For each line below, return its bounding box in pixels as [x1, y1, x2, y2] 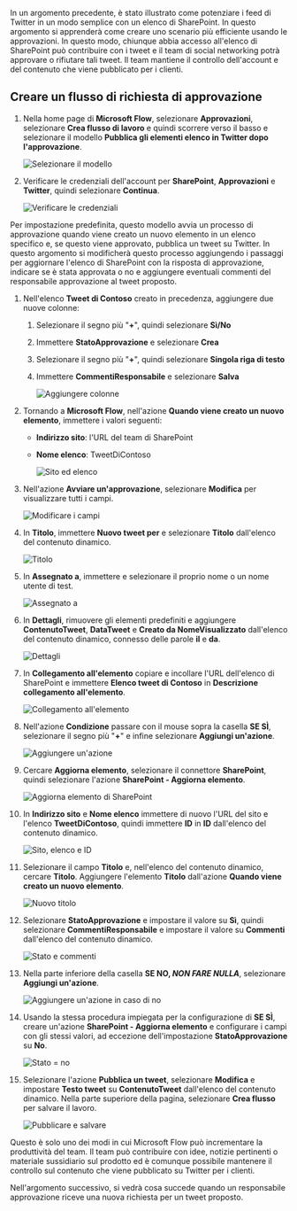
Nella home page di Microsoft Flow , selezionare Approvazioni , [22, 113, 254, 123]
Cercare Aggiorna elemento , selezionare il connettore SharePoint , [22, 765, 267, 775]
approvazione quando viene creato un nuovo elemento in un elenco [10, 229, 256, 239]
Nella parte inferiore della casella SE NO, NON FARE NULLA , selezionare [22, 967, 286, 978]
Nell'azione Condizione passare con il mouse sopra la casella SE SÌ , [22, 721, 271, 732]
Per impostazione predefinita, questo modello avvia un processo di [10, 219, 254, 229]
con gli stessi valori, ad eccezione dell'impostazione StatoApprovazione [22, 1030, 288, 1041]
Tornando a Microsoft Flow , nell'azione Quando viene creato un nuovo [22, 405, 285, 415]
